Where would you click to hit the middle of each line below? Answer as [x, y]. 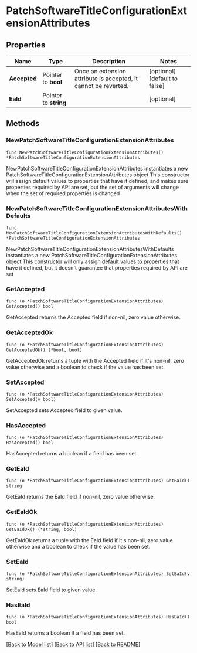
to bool [52, 82]
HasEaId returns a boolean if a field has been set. [65, 633]
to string [55, 103]
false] [157, 86]
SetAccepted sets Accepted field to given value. [64, 410]
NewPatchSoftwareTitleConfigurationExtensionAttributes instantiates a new [97, 168]
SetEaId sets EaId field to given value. [52, 590]
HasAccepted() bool [30, 443]
